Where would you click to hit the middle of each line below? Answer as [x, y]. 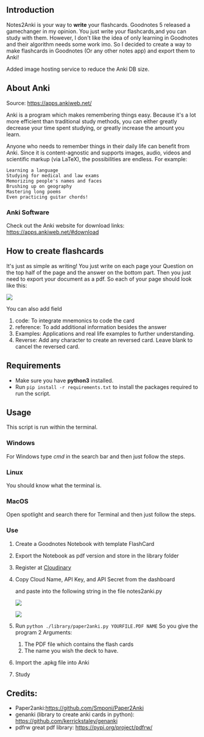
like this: [17, 285]
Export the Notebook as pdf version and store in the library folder [97, 556]
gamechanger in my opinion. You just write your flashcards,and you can [97, 31]
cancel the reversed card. [47, 346]
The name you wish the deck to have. [71, 650]
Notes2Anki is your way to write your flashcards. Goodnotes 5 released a [98, 24]
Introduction [30, 10]
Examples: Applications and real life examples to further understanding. [105, 333]
